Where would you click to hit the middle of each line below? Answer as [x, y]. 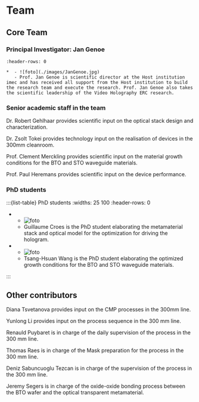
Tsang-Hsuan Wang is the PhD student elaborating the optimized [103, 258]
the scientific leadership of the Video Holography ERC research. [90, 93]
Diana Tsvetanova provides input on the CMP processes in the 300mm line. [99, 310]
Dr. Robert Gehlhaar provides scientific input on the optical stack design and [100, 121]
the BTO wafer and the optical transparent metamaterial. [75, 392]
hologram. [36, 239]
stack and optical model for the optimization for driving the [96, 233]
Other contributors [42, 295]
